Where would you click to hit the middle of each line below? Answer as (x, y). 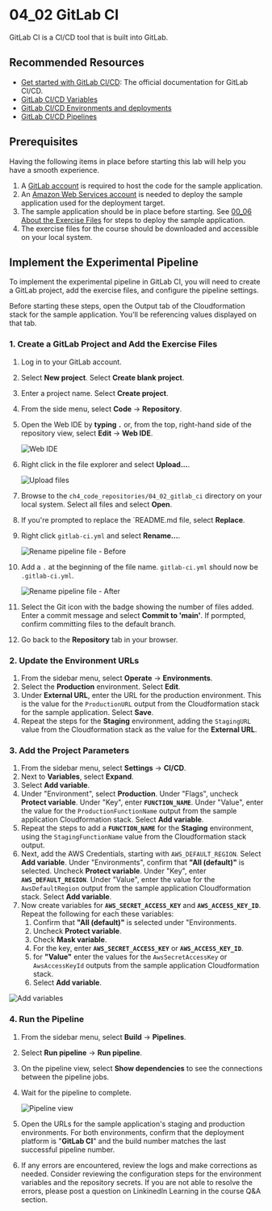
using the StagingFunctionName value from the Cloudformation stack (134, 837)
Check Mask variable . (70, 940)
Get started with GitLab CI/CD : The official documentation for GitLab (134, 82)
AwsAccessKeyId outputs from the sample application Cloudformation (146, 965)
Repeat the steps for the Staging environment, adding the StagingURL (136, 721)
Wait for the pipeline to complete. (76, 1092)
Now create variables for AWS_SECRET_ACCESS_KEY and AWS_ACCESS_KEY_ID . (141, 906)
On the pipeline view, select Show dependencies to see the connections (142, 1068)
